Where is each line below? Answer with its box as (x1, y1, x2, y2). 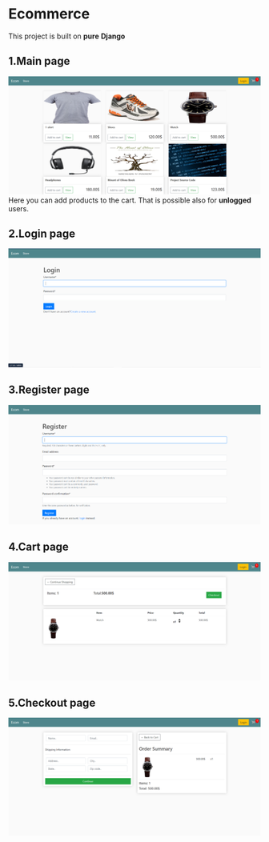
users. (8, 203, 30, 213)
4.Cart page (8, 540, 70, 554)
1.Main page (8, 54, 70, 68)
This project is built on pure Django (8, 31, 126, 41)
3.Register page (8, 383, 90, 397)
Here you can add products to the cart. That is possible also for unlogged (8, 195, 252, 205)
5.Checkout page (8, 696, 96, 709)
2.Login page (8, 227, 76, 240)
